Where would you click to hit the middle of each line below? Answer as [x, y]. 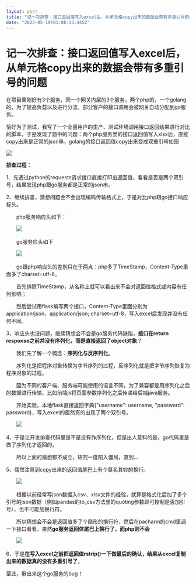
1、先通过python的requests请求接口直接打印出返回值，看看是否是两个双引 [95, 178]
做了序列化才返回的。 [32, 445]
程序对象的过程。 [27, 373]
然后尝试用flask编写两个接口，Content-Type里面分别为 [82, 306]
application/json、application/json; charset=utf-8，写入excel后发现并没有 [94, 313]
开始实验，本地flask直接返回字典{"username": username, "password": [100, 405]
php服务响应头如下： [41, 217]
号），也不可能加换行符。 [36, 509]
